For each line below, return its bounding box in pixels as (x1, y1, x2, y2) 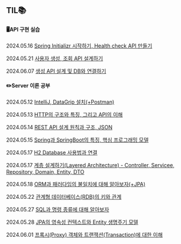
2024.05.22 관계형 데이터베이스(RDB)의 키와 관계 (6, 193, 122, 200)
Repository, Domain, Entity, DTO (6, 168, 85, 175)
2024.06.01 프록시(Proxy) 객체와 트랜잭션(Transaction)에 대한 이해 (6, 231, 163, 238)
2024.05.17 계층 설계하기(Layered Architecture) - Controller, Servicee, (6, 161, 175, 168)
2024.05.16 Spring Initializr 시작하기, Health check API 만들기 (6, 42, 153, 49)
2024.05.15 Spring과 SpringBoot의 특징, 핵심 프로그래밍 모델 (6, 136, 149, 143)
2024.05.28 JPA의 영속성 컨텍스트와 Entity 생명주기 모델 (6, 218, 138, 226)
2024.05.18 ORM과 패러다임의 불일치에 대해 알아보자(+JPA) (6, 180, 146, 187)
